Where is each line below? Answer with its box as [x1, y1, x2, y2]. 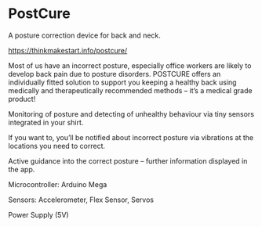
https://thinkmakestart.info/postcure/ [8, 45, 128, 55]
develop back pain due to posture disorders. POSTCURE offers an [8, 69, 221, 78]
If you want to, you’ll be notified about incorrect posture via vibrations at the [8, 132, 254, 142]
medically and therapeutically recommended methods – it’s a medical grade [8, 85, 253, 95]
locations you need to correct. [8, 141, 106, 150]
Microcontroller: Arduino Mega [8, 179, 107, 189]
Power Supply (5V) [8, 210, 69, 219]
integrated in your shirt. [8, 117, 84, 127]
